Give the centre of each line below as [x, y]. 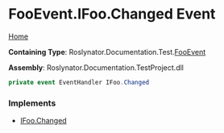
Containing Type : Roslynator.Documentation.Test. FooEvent [107, 52]
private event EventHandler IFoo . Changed [79, 82]
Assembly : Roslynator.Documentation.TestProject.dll [96, 67]
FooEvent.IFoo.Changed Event [112, 14]
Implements [32, 103]
